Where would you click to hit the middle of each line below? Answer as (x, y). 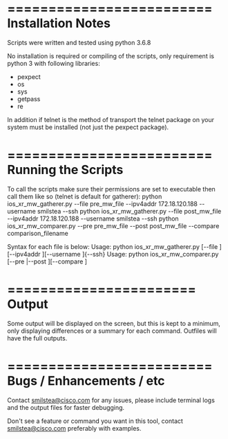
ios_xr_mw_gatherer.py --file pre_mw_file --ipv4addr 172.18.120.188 (103, 204)
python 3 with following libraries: (54, 63)
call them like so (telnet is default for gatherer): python (85, 196)
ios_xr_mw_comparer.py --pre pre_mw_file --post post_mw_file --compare (113, 225)
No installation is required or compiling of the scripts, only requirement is (111, 55)
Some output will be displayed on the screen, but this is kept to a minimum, (114, 323)
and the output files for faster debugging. (66, 407)
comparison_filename (38, 233)
